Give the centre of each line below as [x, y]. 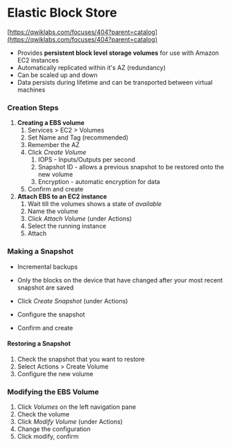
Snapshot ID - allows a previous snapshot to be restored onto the [131, 167]
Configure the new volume [55, 373]
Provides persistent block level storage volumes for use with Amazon [118, 53]
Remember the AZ [53, 145]
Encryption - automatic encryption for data [99, 182]
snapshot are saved [45, 287]
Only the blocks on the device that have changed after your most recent [120, 280]
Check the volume [43, 414]
